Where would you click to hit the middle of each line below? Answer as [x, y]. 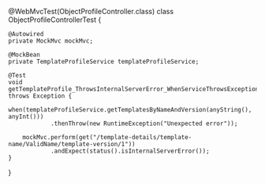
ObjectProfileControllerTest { [55, 20]
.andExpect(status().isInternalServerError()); [130, 151]
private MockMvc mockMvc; [50, 41]
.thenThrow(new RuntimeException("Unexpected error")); [144, 123]
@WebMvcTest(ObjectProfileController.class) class [91, 11]
